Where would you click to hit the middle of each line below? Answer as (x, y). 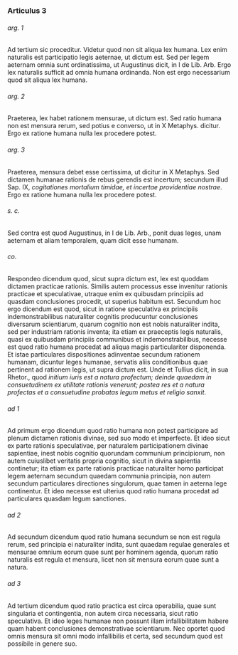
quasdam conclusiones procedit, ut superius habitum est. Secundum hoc (114, 301)
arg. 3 (16, 150)
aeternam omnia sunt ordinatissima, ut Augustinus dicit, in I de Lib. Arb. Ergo (119, 65)
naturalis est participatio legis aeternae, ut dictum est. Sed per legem (108, 57)
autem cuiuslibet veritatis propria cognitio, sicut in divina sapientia (104, 461)
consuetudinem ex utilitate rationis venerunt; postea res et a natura (106, 384)
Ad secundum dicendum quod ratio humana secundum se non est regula (114, 537)
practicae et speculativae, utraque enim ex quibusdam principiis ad (106, 293)
